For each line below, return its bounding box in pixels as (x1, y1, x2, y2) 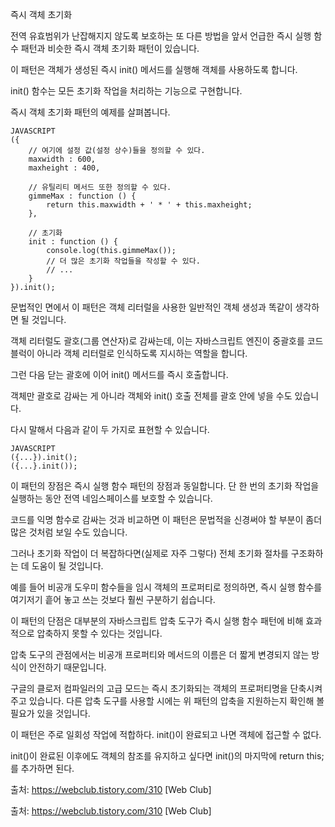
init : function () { (28, 237, 118, 247)
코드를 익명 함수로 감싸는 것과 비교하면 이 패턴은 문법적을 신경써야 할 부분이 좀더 (10, 514, 323, 525)
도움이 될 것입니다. (31, 560, 104, 572)
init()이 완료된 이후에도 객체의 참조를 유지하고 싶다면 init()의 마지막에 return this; (10, 750, 325, 762)
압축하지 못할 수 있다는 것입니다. (36, 628, 163, 639)
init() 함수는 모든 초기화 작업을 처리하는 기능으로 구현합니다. (10, 85, 243, 97)
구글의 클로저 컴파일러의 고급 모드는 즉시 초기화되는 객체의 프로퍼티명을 (10, 683, 288, 694)
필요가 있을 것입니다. (10, 708, 91, 719)
